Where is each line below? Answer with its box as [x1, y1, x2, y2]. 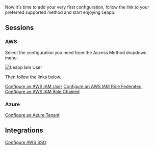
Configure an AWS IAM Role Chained [5, 89, 80, 94]
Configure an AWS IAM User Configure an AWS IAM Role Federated [5, 83, 142, 89]
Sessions [5, 24, 34, 32]
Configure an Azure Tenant [5, 112, 60, 118]
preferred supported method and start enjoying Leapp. [5, 9, 116, 15]
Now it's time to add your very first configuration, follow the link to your [5, 4, 150, 10]
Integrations [5, 126, 43, 135]
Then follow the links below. [5, 74, 61, 80]
